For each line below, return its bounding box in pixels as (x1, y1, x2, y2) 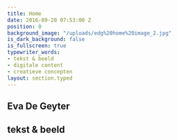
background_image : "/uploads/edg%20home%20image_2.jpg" (7, 29, 172, 37)
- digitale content (7, 62, 64, 69)
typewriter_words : (7, 49, 60, 56)
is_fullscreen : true (7, 42, 67, 49)
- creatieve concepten (7, 68, 73, 75)
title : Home (7, 10, 42, 17)
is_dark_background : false (7, 36, 85, 43)
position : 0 (7, 23, 42, 30)
